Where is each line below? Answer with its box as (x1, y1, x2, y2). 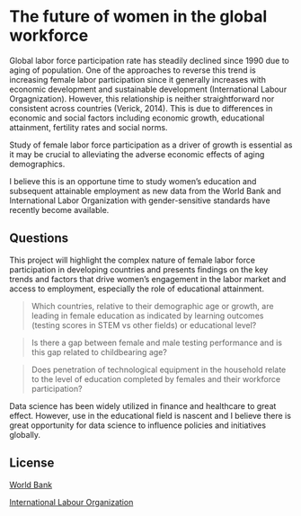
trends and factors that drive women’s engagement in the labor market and (9, 273, 287, 284)
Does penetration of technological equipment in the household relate (31, 364, 287, 375)
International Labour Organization (9, 496, 134, 507)
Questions (9, 231, 69, 246)
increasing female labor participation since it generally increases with (9, 74, 267, 85)
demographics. (9, 158, 66, 169)
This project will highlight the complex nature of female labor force (9, 254, 256, 265)
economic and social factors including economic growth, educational (9, 112, 265, 123)
